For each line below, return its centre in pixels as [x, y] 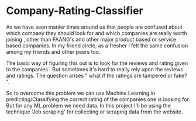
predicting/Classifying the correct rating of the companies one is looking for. [98, 99]
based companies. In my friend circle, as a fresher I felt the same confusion [97, 46]
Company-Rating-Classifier [75, 11]
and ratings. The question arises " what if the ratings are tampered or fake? [97, 75]
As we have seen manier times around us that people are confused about [94, 27]
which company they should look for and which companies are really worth [97, 33]
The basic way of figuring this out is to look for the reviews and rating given [97, 63]
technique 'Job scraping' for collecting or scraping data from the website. [94, 112]
